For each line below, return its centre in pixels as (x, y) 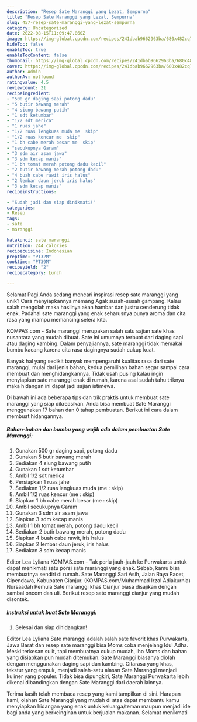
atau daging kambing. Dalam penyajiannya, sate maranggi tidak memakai (95, 343)
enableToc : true (26, 50)
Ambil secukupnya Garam (46, 507)
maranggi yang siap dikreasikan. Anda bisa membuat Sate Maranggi (89, 403)
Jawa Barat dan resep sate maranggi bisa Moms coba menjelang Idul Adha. (98, 645)
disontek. (18, 599)
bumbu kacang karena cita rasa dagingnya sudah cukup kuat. (81, 349)
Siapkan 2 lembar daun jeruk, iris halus (62, 544)
